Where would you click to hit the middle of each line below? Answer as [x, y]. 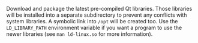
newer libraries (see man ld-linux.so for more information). [79, 34]
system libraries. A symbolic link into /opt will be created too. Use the [92, 21]
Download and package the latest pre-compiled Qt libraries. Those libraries [99, 9]
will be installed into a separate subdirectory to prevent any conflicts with [97, 15]
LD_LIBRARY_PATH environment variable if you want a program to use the [94, 27]
